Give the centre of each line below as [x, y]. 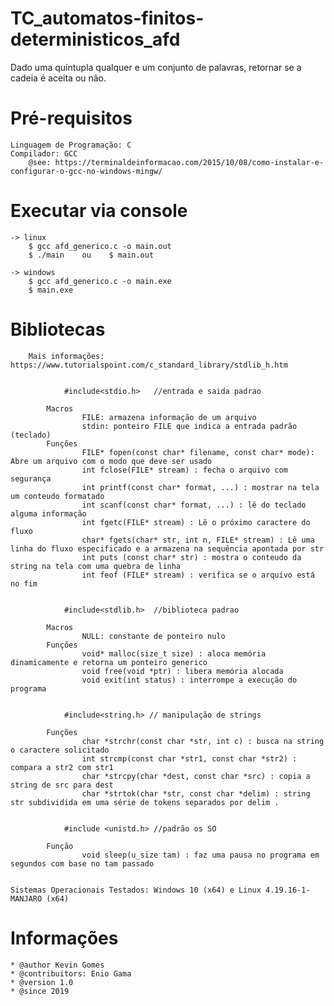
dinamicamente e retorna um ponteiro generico [109, 662]
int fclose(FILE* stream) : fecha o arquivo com [184, 470]
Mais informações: [66, 356]
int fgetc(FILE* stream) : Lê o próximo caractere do [196, 522]
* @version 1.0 [42, 982]
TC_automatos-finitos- [107, 18]
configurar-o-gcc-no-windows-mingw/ [86, 171]
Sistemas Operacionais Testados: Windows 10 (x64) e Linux [136, 890]
